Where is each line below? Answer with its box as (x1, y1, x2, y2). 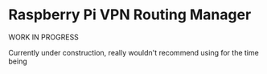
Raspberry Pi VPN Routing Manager (8, 6, 252, 24)
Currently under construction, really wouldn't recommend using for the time (8, 47, 259, 57)
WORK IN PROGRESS (8, 32, 79, 42)
